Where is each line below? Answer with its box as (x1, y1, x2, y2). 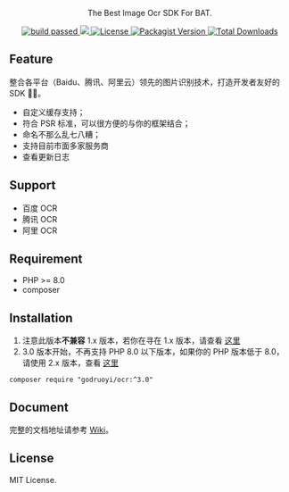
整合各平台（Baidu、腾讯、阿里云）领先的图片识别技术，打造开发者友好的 (9, 76, 281, 88)
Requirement (9, 252, 83, 267)
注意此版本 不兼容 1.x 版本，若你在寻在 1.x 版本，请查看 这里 (21, 335, 241, 346)
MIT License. (9, 474, 57, 485)
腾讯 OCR (21, 213, 58, 224)
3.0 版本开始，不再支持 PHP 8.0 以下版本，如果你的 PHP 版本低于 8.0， (21, 346, 285, 357)
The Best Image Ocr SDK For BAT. (87, 8, 212, 18)
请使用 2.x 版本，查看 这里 (21, 357, 119, 369)
